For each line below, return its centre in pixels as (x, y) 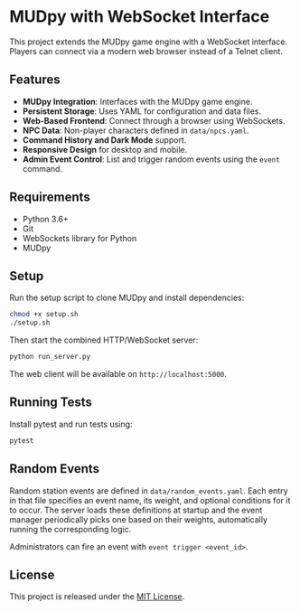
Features (35, 80)
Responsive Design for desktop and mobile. (105, 149)
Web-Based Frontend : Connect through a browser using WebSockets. (154, 120)
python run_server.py (50, 357)
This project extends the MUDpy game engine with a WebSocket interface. (148, 42)
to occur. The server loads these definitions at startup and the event (136, 510)
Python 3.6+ (46, 219)
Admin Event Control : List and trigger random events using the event (151, 159)
